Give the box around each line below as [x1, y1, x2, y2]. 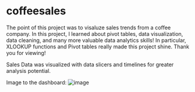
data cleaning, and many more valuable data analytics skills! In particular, [6, 36, 187, 44]
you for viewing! [6, 49, 46, 56]
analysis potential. [6, 67, 51, 74]
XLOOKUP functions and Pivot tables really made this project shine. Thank [6, 43, 190, 50]
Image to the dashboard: [6, 79, 67, 86]
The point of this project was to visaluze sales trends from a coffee [6, 24, 171, 31]
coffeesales [6, 4, 66, 18]
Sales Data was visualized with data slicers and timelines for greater [6, 61, 174, 68]
